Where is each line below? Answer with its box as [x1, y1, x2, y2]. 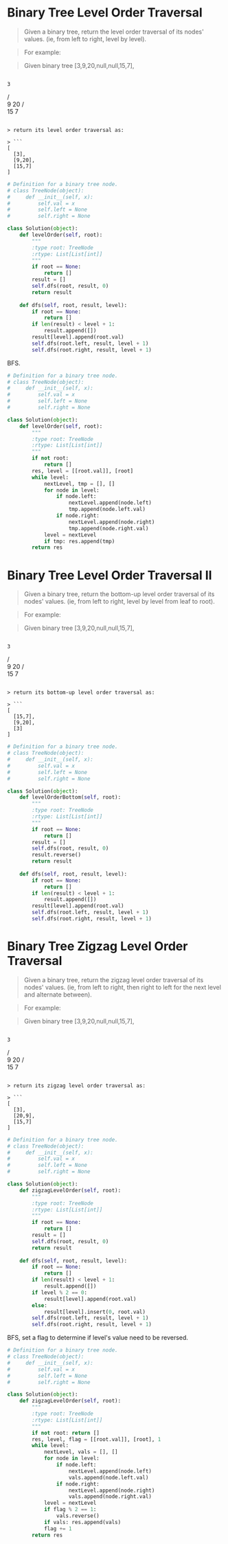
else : [32, 1302, 48, 1309]
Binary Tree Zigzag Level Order [7, 939, 188, 954]
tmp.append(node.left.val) [68, 506, 146, 513]
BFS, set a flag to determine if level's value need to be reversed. [7, 1334, 189, 1342]
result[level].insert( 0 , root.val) [43, 1308, 146, 1315]
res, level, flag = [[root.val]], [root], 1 [32, 1435, 161, 1443]
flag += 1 [43, 1525, 72, 1532]
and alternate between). [23, 990, 93, 999]
